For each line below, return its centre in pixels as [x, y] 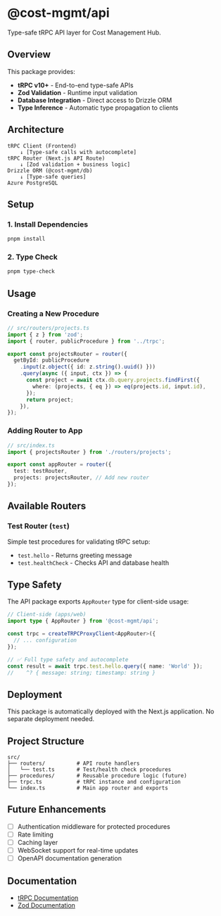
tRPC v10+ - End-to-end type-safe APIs [75, 85]
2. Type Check [32, 257]
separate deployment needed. [51, 719]
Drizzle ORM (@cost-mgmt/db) [50, 170]
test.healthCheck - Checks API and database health [93, 562]
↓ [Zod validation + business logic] [75, 164]
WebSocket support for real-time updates [78, 851]
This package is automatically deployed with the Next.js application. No [111, 711]
